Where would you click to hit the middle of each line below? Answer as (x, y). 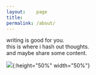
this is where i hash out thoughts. (48, 47)
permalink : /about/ (31, 23)
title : (15, 18)
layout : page (27, 12)
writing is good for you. (36, 41)
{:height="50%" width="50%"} (51, 66)
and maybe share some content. (47, 53)
